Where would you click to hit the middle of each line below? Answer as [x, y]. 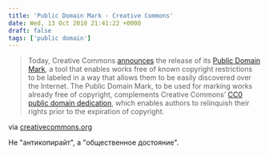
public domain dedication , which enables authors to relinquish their [139, 103]
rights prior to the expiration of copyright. [96, 112]
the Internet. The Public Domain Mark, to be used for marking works [140, 86]
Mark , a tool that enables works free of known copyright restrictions [140, 70]
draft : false [30, 30]
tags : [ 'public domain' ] [50, 38]
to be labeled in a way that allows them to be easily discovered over [140, 77]
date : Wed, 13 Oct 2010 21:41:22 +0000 [75, 23]
